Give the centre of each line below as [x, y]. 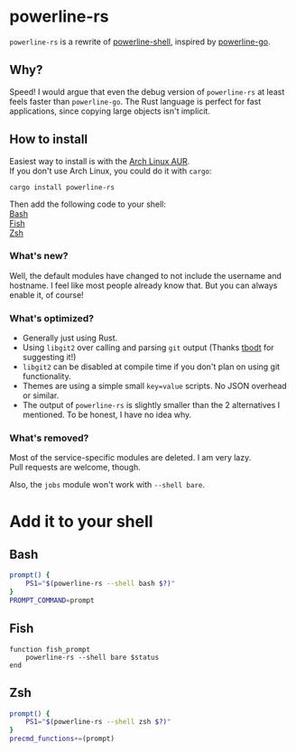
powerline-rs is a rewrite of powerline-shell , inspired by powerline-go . [140, 42]
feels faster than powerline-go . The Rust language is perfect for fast [135, 101]
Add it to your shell [81, 521]
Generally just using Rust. [70, 338]
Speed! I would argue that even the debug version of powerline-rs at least [147, 91]
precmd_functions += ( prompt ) [62, 739]
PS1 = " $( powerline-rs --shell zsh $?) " [98, 722]
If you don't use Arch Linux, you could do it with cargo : [111, 171]
